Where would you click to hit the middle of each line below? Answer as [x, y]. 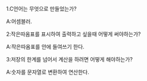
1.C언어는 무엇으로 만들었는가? [41, 9]
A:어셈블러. [19, 21]
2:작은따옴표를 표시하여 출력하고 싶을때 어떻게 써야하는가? [73, 34]
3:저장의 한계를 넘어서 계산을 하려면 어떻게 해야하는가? [69, 59]
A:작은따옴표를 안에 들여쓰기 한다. [45, 47]
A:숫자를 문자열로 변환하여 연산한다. [48, 72]
